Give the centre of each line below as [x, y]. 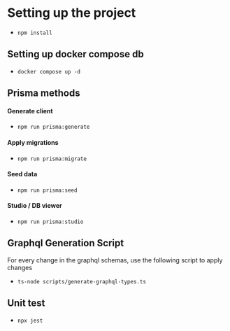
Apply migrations [33, 142]
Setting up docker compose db [76, 54]
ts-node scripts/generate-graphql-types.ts [82, 281]
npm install [35, 33]
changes [20, 267]
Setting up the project [72, 13]
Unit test [26, 303]
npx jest [30, 321]
